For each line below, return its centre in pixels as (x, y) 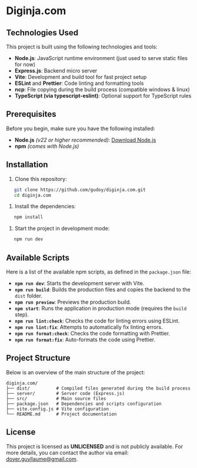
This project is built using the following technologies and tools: (82, 47)
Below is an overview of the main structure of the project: (76, 372)
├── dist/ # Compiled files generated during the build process (98, 388)
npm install (29, 217)
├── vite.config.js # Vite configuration (58, 409)
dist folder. (29, 295)
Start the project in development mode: (62, 229)
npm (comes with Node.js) (47, 146)
